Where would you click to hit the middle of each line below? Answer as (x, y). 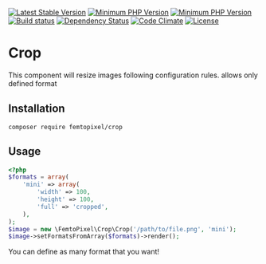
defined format (33, 83)
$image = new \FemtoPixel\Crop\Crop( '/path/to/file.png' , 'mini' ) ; (123, 229)
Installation (37, 109)
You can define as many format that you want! (84, 252)
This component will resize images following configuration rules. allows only (133, 75)
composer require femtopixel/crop (66, 127)
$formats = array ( (39, 177)
